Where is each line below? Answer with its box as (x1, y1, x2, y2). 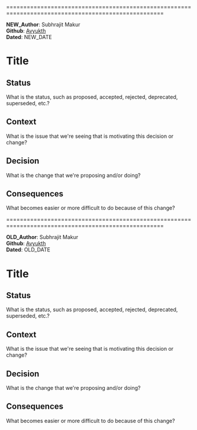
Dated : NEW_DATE (6, 34, 52, 40)
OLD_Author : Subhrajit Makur (6, 234, 79, 241)
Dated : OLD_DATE (6, 246, 50, 253)
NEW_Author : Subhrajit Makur (6, 21, 80, 28)
